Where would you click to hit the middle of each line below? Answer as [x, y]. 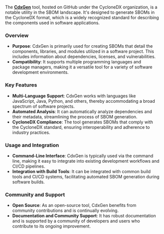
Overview [17, 35]
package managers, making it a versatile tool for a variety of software [82, 67]
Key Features [21, 85]
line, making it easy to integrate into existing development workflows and [86, 161]
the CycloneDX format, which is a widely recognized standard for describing [82, 17]
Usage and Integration [32, 145]
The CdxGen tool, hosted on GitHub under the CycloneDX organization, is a [81, 7]
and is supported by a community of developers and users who [76, 221]
